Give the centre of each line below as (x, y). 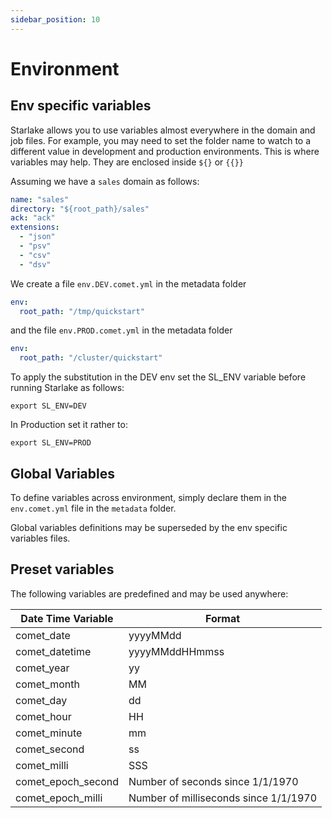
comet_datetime (53, 651)
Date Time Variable (67, 618)
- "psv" (35, 246)
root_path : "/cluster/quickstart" (91, 358)
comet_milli (42, 765)
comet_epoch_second (67, 781)
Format (222, 618)
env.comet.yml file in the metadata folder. (93, 508)
